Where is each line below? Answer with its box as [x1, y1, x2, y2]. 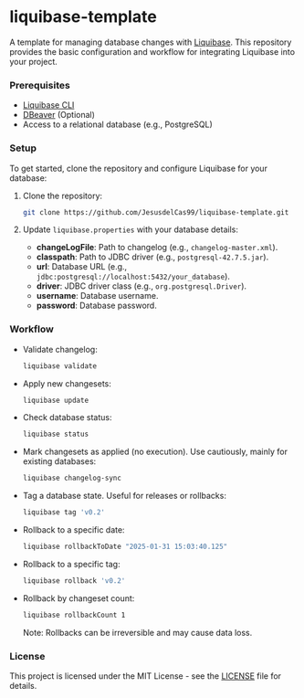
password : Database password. [36, 300, 157, 312]
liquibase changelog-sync [22, 473, 121, 483]
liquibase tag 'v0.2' [22, 508, 105, 517]
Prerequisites [9, 79, 70, 91]
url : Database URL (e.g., [36, 261, 128, 272]
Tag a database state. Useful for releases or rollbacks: [22, 491, 226, 502]
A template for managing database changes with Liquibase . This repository [9, 37, 292, 48]
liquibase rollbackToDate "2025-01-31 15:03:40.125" [22, 542, 228, 552]
